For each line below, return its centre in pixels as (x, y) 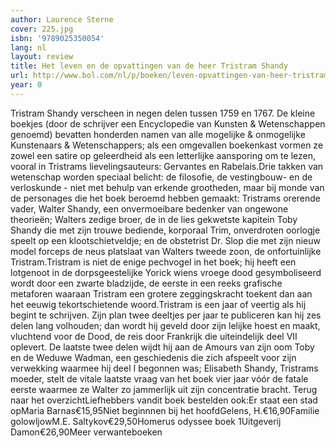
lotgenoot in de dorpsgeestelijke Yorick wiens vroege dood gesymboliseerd (166, 272)
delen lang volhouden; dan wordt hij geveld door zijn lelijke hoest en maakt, (165, 325)
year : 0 (26, 85)
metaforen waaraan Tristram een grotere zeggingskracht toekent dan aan (161, 293)
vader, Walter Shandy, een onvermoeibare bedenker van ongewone (149, 208)
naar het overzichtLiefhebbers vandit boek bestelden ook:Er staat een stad (164, 400)
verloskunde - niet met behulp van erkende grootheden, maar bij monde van (167, 187)
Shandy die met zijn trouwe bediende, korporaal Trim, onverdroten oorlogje (165, 230)
